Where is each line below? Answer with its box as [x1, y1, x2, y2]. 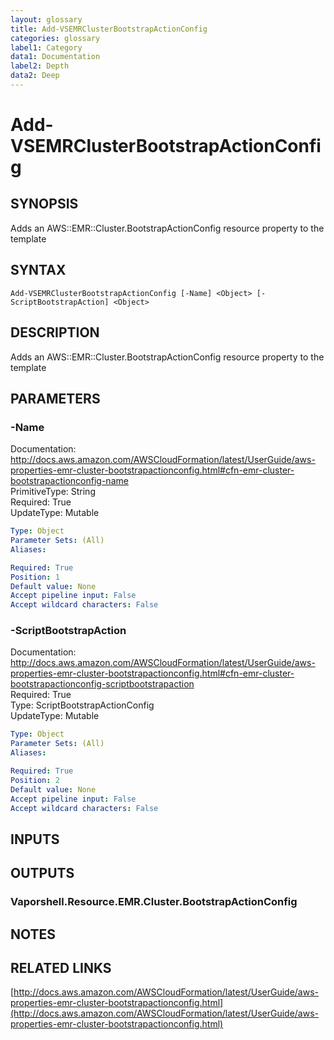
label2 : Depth [10, 61, 70, 71]
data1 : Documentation [10, 52, 101, 62]
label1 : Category [10, 42, 83, 53]
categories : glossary [10, 33, 101, 43]
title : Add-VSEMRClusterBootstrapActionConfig [10, 24, 208, 34]
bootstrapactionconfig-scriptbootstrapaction [10, 678, 195, 690]
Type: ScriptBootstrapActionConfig [10, 699, 155, 711]
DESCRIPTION [10, 324, 100, 341]
